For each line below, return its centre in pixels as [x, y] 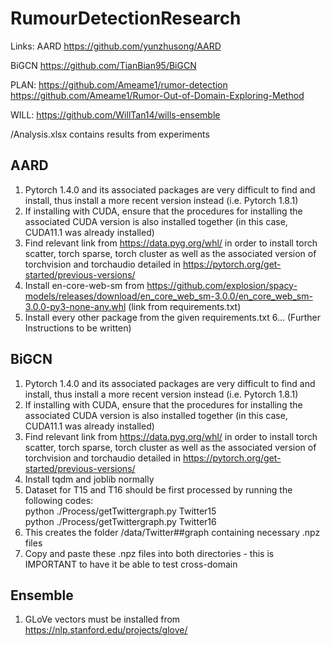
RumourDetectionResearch [126, 18]
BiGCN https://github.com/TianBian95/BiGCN [103, 65]
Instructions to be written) [78, 328]
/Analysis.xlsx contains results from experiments [110, 134]
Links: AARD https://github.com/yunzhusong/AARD [116, 46]
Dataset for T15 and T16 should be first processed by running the [158, 489]
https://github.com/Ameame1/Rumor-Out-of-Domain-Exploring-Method [157, 95]
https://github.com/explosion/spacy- [222, 285]
